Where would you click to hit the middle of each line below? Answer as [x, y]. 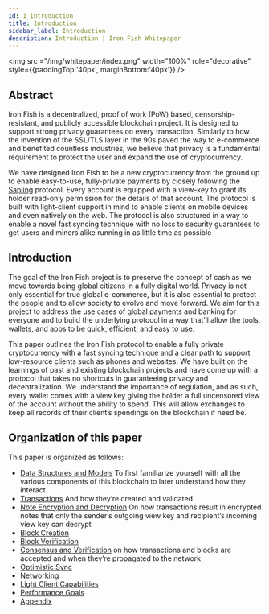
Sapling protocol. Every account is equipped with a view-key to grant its [127, 190]
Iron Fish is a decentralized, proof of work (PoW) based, [101, 114]
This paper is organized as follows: [66, 457]
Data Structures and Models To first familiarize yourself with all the [130, 472]
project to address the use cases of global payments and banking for [122, 311]
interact [33, 490]
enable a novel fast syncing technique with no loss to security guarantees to [134, 224]
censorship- [215, 114]
